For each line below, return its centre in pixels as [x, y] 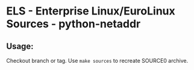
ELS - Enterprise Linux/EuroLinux [91, 11]
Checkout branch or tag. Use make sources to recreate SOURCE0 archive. [97, 61]
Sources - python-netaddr [74, 24]
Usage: [20, 46]
